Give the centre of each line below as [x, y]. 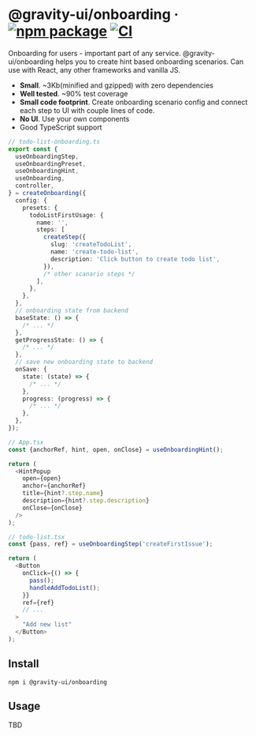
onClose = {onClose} [52, 508]
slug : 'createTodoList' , [91, 245]
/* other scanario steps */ [89, 274]
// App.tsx [26, 442]
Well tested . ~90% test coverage [74, 93]
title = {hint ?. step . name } [63, 494]
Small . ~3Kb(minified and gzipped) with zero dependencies [117, 85]
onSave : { [31, 370]
